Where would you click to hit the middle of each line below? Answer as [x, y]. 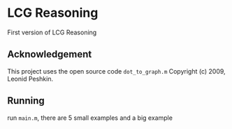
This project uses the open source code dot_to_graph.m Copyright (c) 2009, [116, 71]
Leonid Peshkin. [30, 79]
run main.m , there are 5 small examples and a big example [90, 118]
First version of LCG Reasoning [52, 32]
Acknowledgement [50, 54]
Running [26, 101]
